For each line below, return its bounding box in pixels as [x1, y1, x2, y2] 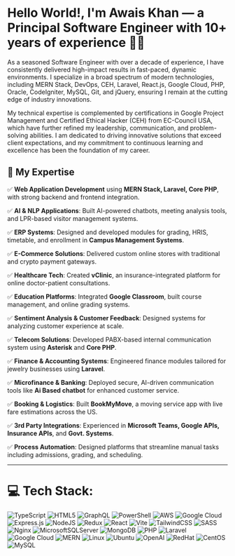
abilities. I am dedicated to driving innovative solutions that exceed [29, 131, 222, 140]
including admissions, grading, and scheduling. [7, 450, 143, 459]
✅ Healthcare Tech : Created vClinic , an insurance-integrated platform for [7, 271, 221, 279]
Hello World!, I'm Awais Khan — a [7, 5, 205, 21]
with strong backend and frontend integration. [7, 193, 140, 201]
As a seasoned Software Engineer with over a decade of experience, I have [7, 57, 225, 66]
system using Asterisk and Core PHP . [7, 343, 117, 351]
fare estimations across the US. [7, 407, 98, 416]
